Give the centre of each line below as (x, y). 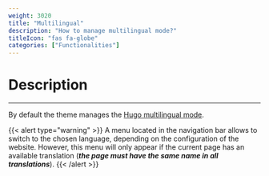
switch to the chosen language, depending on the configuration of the (124, 139)
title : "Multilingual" (46, 23)
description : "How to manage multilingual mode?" (93, 30)
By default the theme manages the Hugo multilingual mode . (106, 115)
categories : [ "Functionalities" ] (64, 46)
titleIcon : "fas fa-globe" (53, 38)
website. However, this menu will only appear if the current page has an (126, 147)
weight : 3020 (30, 16)
